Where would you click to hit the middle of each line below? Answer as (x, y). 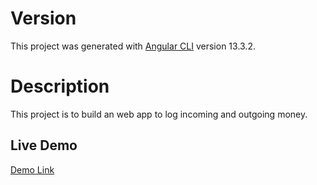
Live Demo (44, 145)
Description (60, 86)
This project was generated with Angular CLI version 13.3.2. (133, 46)
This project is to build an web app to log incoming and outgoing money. (159, 114)
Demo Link (32, 169)
